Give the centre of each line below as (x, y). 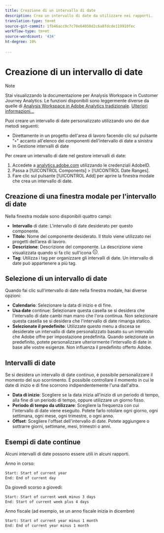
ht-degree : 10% (21, 42)
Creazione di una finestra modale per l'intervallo (81, 197)
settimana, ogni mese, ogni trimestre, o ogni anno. (63, 416)
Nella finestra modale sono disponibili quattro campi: (59, 216)
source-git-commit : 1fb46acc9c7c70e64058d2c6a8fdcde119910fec (70, 26)
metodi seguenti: (22, 126)
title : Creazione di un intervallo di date (50, 10)
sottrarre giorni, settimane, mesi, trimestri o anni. (62, 426)
